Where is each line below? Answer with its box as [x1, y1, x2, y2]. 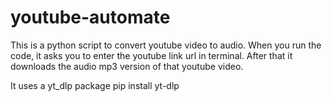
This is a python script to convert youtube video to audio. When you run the [10, 39, 322, 51]
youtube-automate [10, 6, 171, 29]
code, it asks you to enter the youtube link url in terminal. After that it [10, 49, 293, 61]
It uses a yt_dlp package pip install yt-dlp [10, 79, 180, 91]
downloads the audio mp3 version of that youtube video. [10, 60, 244, 72]
